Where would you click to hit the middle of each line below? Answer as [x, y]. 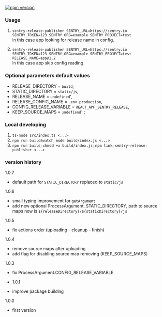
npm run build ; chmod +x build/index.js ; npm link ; [63, 145]
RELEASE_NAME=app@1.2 [34, 58]
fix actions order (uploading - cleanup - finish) [58, 230]
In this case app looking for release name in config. [63, 40]
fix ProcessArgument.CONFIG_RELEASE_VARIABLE [63, 273]
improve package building [38, 291]
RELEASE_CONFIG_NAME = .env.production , [57, 101]
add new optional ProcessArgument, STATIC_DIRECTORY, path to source [85, 206]
